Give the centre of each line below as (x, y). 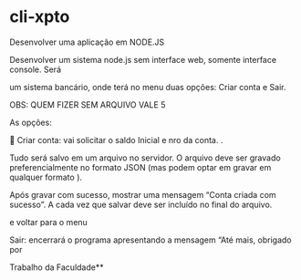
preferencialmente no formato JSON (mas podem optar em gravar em (140, 167)
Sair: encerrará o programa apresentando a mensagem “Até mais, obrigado (150, 240)
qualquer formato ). (46, 177)
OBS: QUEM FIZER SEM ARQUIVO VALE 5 (88, 104)
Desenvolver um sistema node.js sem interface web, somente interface (143, 59)
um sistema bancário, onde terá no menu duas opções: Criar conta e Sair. (148, 87)
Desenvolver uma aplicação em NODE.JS (87, 42)
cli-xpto (40, 17)
